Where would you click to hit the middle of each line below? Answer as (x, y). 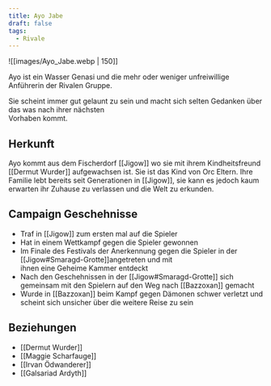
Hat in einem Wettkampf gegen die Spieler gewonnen (109, 242)
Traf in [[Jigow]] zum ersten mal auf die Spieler (99, 233)
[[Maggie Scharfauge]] (58, 355)
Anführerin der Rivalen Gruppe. (60, 86)
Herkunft (32, 143)
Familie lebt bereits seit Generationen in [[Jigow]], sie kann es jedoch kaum (134, 180)
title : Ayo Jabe (36, 16)
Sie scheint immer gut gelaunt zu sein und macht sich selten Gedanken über (135, 101)
